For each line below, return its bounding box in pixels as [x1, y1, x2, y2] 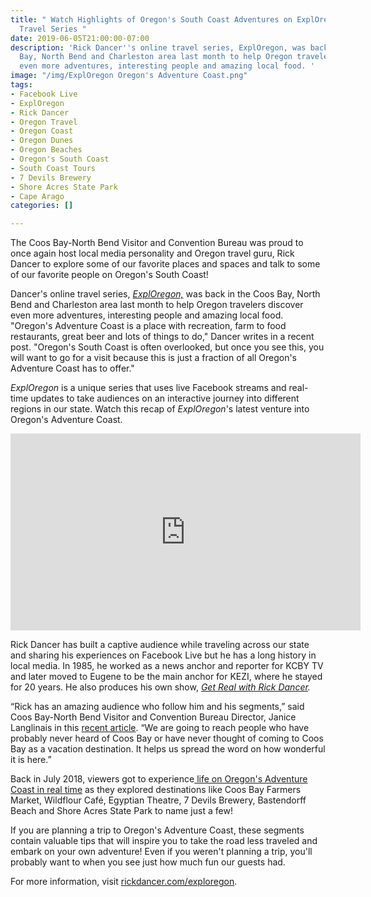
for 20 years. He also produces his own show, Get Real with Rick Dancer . [10, 681, 311, 693]
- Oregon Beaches [10, 145, 83, 155]
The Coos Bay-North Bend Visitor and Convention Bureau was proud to [10, 237, 304, 249]
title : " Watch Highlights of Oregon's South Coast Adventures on [10, 14, 293, 25]
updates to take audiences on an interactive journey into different [30, 392, 300, 405]
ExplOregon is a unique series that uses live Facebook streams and [10, 382, 287, 394]
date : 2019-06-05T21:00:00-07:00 [10, 33, 150, 43]
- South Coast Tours [10, 163, 97, 173]
